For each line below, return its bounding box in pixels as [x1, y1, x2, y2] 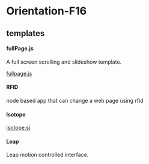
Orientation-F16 [6, 4, 87, 18]
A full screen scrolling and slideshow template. [6, 58, 122, 65]
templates [6, 28, 45, 38]
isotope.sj [6, 124, 31, 132]
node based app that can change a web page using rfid [6, 97, 144, 104]
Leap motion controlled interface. [6, 151, 89, 159]
